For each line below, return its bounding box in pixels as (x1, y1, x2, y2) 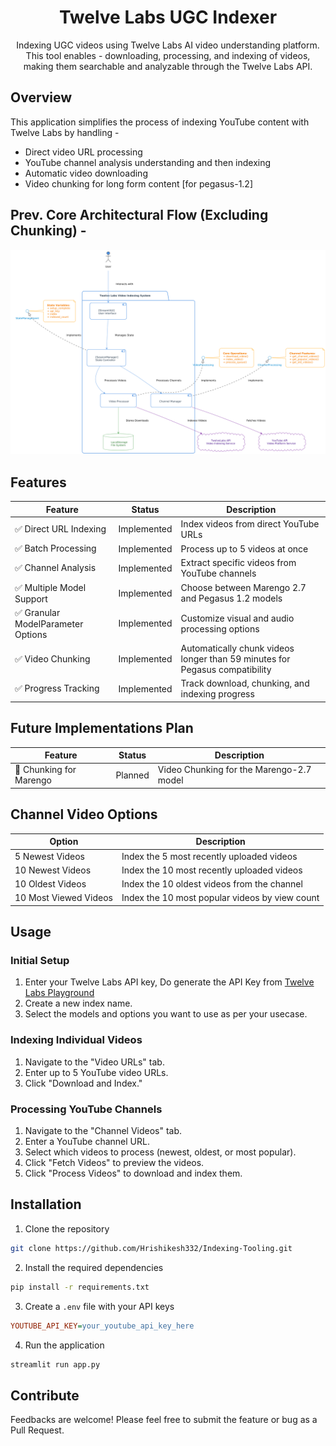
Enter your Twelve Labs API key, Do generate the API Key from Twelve (24, 976, 315, 988)
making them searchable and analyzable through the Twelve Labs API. (23, 60, 313, 72)
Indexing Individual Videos (10, 1033, 143, 1047)
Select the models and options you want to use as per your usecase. (24, 1008, 308, 1020)
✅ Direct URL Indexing (14, 522, 107, 535)
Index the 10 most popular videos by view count (121, 892, 320, 904)
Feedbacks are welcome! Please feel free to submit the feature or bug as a (10, 1414, 318, 1426)
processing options (180, 622, 260, 635)
